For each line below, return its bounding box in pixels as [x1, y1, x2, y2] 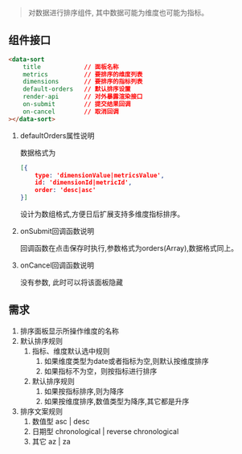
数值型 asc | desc [31, 416, 90, 426]
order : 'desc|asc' [35, 186, 96, 194]
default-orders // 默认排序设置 [23, 85, 131, 93]
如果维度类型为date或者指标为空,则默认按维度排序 [43, 356, 209, 366]
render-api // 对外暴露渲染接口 [23, 92, 143, 101]
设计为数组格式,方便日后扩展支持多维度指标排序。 [19, 209, 185, 219]
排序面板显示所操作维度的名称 [19, 325, 119, 336]
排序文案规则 [19, 406, 63, 416]
